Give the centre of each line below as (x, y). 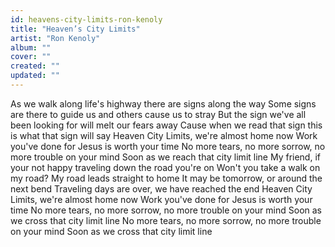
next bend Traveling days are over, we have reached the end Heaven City (161, 188)
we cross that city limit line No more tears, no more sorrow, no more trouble (166, 220)
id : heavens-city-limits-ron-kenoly (86, 19)
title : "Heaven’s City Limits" (75, 29)
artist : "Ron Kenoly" (55, 38)
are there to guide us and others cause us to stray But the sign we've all (158, 114)
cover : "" (31, 57)
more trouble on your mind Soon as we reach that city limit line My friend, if (165, 157)
